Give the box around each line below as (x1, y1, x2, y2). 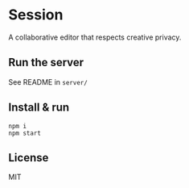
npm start (8, 129, 42, 137)
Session (8, 6, 64, 24)
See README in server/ (8, 77, 88, 86)
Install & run (8, 101, 70, 115)
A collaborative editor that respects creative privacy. (8, 32, 182, 42)
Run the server (8, 56, 84, 69)
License (8, 151, 49, 165)
